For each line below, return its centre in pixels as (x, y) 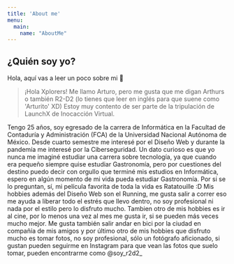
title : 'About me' (34, 14)
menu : (15, 20)
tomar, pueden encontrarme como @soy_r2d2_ (75, 253)
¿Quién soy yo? (42, 61)
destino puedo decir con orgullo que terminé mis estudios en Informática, (113, 172)
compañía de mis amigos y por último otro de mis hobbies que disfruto (109, 231)
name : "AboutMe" (44, 33)
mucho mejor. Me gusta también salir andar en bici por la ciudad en (104, 224)
